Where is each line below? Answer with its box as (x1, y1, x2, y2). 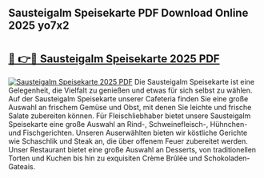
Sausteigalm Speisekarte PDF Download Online (8, 6, 249, 20)
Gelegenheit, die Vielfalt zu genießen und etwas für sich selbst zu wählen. (8, 85, 253, 95)
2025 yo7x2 (8, 19, 70, 33)
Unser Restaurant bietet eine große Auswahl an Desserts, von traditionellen (8, 145, 257, 154)
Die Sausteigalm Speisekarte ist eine (134, 77, 254, 86)
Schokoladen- (203, 153, 250, 163)
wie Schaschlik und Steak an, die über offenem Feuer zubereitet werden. (8, 136, 248, 146)
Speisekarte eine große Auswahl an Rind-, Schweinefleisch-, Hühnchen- (8, 120, 248, 129)
